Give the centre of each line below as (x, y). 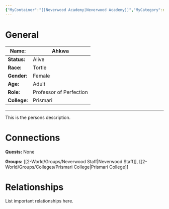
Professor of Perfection (60, 92)
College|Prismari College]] (101, 167)
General (22, 34)
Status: (16, 59)
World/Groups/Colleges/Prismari (39, 167)
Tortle (39, 67)
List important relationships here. (39, 201)
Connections (33, 138)
